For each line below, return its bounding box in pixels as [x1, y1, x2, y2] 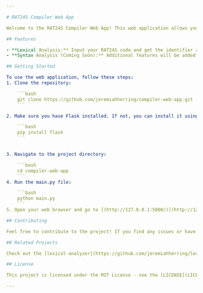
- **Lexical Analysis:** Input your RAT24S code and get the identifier [6, 47, 193, 53]
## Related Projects [6, 239, 59, 245]
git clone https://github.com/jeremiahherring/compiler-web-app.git [17, 96, 193, 103]
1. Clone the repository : [6, 80, 71, 86]
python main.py [17, 196, 56, 202]
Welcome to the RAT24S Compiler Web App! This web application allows [6, 25, 188, 31]
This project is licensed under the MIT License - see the [6, 272, 158, 279]
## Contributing [6, 217, 47, 224]
